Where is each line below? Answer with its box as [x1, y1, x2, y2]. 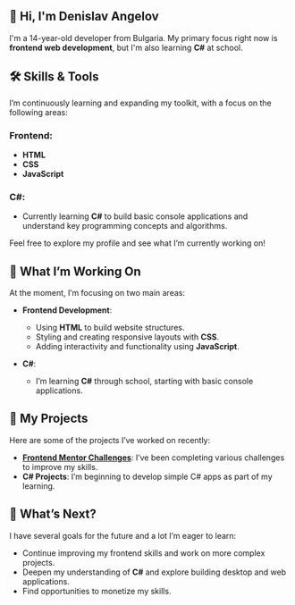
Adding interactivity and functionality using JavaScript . [35, 341, 240, 352]
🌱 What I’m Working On [9, 264, 141, 279]
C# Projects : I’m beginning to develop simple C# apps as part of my [21, 471, 273, 482]
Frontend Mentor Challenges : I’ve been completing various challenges [21, 452, 285, 463]
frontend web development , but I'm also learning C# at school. [9, 42, 243, 53]
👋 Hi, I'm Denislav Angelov [9, 9, 159, 24]
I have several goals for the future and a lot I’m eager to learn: [9, 530, 237, 541]
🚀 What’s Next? [9, 507, 97, 522]
